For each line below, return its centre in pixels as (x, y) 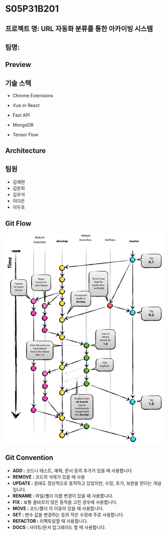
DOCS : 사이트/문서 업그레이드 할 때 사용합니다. (59, 527)
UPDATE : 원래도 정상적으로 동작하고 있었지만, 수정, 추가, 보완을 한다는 (82, 483)
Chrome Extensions (33, 96)
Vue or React (26, 105)
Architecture (26, 151)
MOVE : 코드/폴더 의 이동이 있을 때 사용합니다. (58, 508)
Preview (18, 65)
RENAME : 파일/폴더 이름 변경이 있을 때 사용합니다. (63, 496)
